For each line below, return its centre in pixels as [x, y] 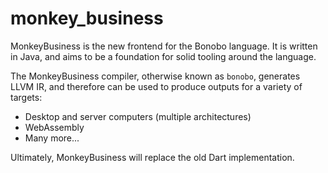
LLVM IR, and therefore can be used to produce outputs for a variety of [156, 86]
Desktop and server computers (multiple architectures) [138, 116]
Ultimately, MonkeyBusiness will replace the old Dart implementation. [152, 157]
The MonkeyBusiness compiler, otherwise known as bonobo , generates [155, 76]
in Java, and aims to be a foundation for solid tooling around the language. [163, 56]
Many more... [52, 138]
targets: [26, 97]
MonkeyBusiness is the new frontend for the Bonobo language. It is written [164, 46]
